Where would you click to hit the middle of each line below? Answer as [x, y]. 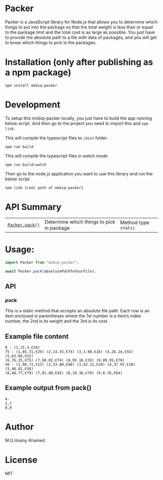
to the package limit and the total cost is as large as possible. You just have [80, 32]
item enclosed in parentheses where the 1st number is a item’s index [73, 316]
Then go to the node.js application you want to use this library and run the [79, 173]
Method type [135, 223]
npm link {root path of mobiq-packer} [44, 188]
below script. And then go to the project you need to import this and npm [77, 123]
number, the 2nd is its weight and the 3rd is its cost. [57, 321]
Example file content [37, 336]
